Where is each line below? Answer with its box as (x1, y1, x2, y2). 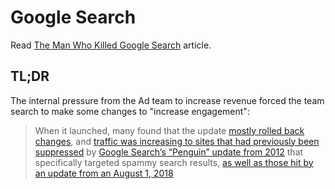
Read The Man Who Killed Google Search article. (10, 39, 212, 51)
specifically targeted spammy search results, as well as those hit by (34, 156, 314, 168)
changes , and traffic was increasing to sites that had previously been (34, 135, 320, 147)
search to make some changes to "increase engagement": (10, 105, 250, 117)
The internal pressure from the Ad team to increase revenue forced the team (10, 94, 325, 106)
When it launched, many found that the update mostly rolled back (34, 124, 305, 136)
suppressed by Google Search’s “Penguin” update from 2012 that (34, 146, 304, 158)
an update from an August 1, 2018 (34, 167, 174, 179)
